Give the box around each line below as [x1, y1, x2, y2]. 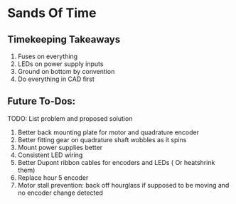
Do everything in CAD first [17, 75, 95, 83]
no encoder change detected [17, 188, 103, 197]
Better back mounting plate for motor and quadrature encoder [17, 128, 200, 136]
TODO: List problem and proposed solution [7, 114, 133, 122]
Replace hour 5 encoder [17, 173, 89, 182]
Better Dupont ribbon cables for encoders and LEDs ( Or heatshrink [17, 158, 215, 166]
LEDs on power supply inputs [17, 60, 104, 68]
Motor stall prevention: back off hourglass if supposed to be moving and [17, 181, 230, 189]
